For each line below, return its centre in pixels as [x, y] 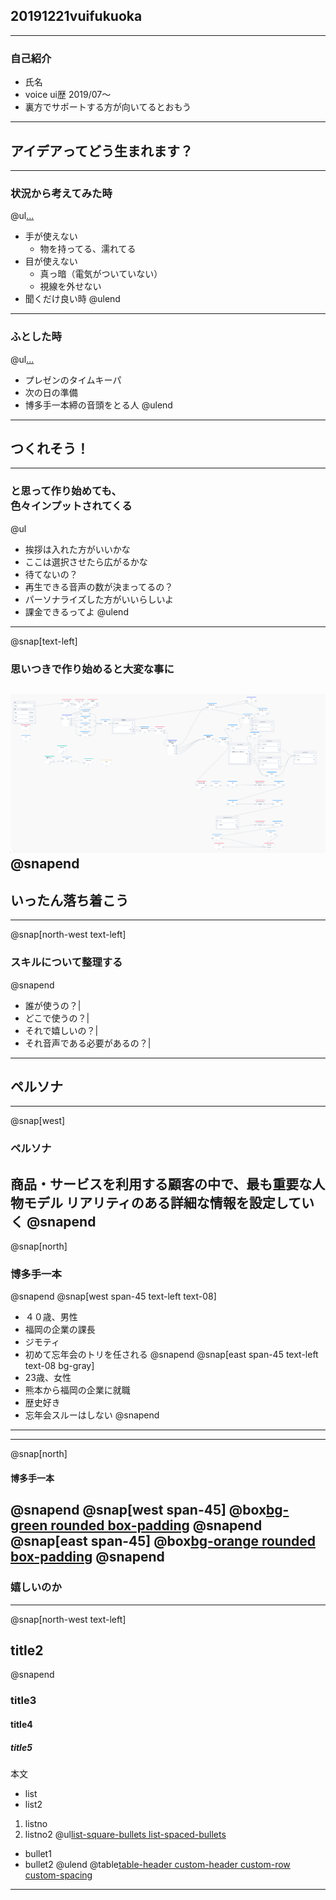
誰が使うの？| [53, 1005]
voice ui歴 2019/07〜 [68, 95]
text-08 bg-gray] [59, 1366]
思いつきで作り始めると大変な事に [92, 669]
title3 [23, 1701]
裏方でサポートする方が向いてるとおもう [108, 107]
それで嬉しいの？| [61, 1030]
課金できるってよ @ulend [76, 611]
